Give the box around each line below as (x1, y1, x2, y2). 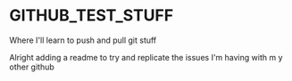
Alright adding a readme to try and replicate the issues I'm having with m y (9, 52, 283, 62)
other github (9, 61, 55, 72)
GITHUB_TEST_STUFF (9, 5, 174, 26)
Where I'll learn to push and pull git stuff (9, 35, 157, 45)
